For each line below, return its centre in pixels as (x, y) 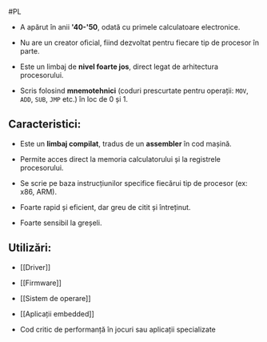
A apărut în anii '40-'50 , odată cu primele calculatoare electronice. (130, 27)
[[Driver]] (35, 267)
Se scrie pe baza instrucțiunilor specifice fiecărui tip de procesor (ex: (133, 183)
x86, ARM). (38, 191)
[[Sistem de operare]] (55, 298)
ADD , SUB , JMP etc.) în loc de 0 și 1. (74, 99)
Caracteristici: (45, 125)
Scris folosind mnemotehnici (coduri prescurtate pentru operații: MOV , (134, 91)
